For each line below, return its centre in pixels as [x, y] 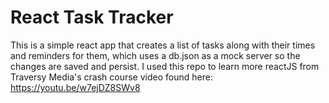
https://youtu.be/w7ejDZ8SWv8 [75, 87]
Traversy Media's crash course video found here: [111, 77]
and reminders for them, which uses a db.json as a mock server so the [155, 55]
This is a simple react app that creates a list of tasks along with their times [163, 45]
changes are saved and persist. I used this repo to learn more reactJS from [165, 66]
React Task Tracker [92, 17]
